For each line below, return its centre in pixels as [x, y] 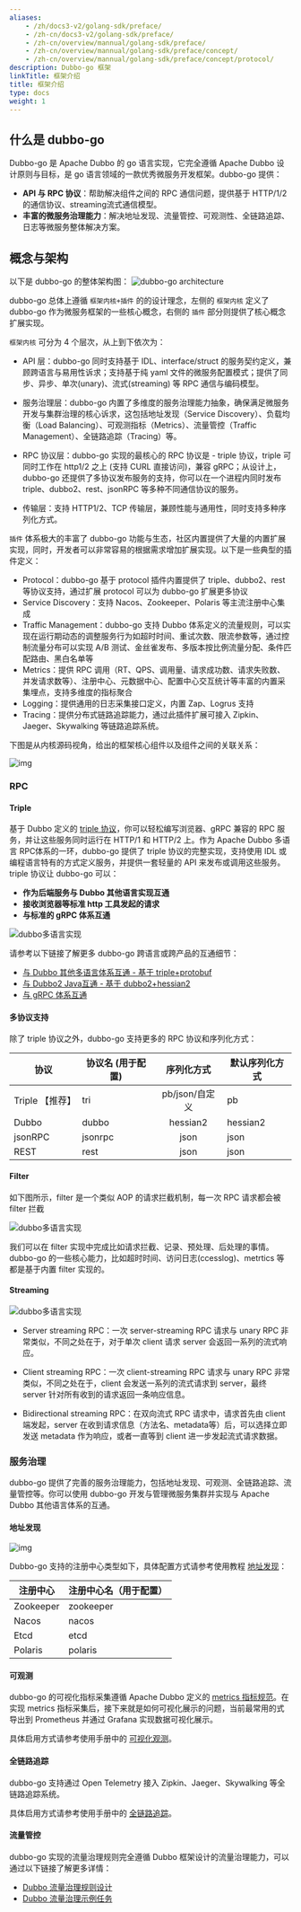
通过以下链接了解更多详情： [60, 1868]
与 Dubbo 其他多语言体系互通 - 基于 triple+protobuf [117, 973]
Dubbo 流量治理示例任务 [67, 1898]
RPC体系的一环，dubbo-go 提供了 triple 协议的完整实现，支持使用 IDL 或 [153, 851]
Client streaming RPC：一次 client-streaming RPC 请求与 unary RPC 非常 [156, 1371]
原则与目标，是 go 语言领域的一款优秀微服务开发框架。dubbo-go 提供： [149, 174]
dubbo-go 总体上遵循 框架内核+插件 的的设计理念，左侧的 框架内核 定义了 [139, 300]
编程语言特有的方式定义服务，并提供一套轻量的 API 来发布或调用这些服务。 [147, 862]
